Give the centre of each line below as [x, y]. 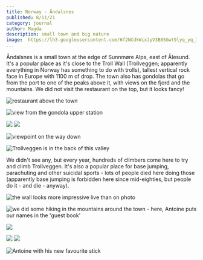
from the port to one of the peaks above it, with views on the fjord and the [98, 83]
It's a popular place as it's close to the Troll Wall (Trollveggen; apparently [97, 63]
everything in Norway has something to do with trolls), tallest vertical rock [98, 70]
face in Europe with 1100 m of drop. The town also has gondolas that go [95, 76]
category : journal [29, 23]
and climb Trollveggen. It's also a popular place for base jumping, [88, 166]
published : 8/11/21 [31, 17]
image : [14, 40]
